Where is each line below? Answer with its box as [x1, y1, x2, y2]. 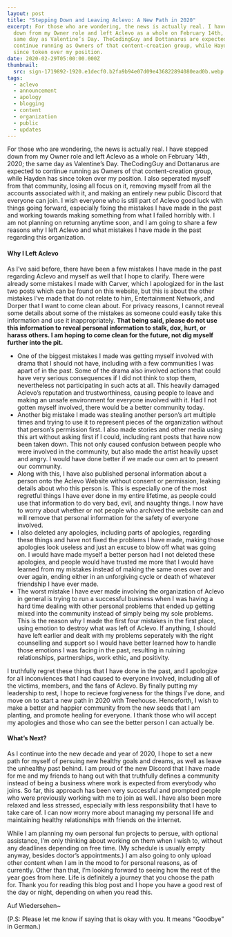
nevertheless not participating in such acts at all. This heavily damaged [17, 381, 220, 389]
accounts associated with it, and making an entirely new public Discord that [7, 189, 222, 197]
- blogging [13, 100, 45, 107]
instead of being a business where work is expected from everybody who [7, 778, 217, 787]
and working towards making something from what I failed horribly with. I [7, 211, 215, 220]
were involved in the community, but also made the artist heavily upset [17, 447, 219, 456]
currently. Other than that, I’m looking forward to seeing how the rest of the [7, 866, 221, 874]
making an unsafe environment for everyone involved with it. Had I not [17, 395, 217, 404]
